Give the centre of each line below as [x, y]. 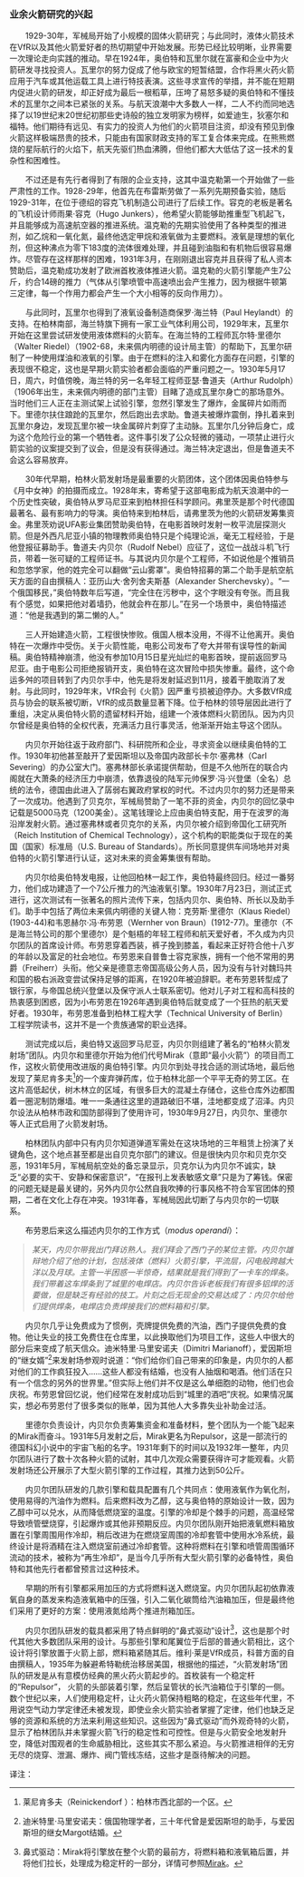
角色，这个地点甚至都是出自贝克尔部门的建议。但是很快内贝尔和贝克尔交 [152, 1154]
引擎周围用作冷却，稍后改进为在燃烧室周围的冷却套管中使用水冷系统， [156, 1534]
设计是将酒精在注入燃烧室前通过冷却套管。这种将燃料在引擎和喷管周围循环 [156, 1546]
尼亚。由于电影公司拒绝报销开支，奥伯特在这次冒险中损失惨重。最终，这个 [148, 669]
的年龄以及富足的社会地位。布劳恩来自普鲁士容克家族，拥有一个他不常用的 [148, 957]
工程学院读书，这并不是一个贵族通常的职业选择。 [100, 1025]
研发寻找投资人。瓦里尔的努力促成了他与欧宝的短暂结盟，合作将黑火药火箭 [156, 70]
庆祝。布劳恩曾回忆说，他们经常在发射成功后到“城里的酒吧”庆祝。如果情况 [148, 1393]
